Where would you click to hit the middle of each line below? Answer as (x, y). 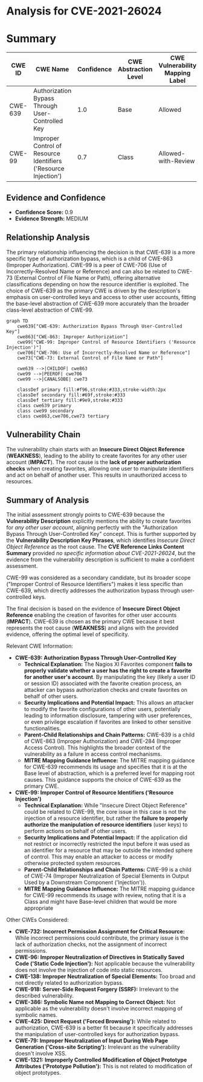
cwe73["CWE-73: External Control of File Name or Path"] (90, 358)
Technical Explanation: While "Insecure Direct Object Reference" (106, 805)
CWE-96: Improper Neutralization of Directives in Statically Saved (99, 957)
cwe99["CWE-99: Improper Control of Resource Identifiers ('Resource (107, 342)
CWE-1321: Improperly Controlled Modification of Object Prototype (101, 1060)
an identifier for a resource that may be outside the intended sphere (108, 851)
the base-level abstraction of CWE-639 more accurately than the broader (98, 303)
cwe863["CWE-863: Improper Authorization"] (73, 337)
